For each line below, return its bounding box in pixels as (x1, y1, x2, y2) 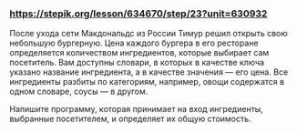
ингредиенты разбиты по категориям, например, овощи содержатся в (9, 77, 285, 87)
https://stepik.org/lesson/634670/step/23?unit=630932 (9, 7, 268, 20)
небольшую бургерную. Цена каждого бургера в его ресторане (9, 37, 259, 48)
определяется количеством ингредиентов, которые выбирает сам (9, 47, 270, 58)
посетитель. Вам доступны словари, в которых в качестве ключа (9, 57, 265, 68)
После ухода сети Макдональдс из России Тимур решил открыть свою (9, 28, 289, 39)
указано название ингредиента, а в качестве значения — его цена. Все (9, 66, 289, 77)
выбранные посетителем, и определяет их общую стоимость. (9, 113, 252, 125)
